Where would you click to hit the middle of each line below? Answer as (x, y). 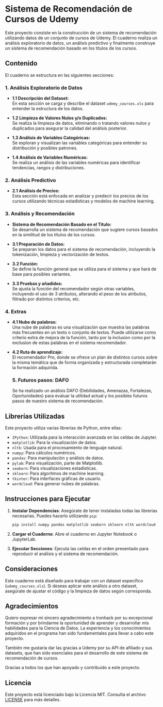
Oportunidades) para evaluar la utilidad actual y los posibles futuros (80, 396)
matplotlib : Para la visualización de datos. (54, 443)
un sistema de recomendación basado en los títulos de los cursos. (71, 48)
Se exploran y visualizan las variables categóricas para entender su (79, 143)
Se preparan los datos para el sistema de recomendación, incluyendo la (84, 249)
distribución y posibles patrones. (45, 148)
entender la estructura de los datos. (48, 109)
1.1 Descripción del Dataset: (40, 99)
